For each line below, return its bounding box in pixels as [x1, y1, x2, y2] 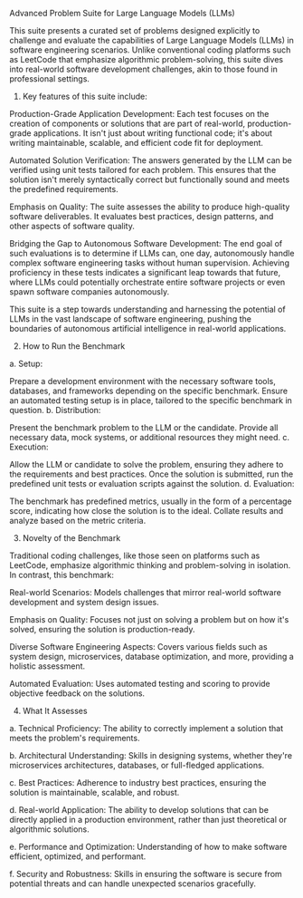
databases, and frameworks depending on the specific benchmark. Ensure [9, 385, 288, 396]
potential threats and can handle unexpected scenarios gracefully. [9, 878, 256, 889]
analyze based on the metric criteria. [9, 516, 147, 526]
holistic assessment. [9, 661, 86, 671]
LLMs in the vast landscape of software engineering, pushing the [9, 314, 251, 324]
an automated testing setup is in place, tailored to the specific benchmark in [9, 395, 292, 406]
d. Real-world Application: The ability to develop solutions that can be [9, 805, 270, 815]
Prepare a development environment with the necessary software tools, [9, 376, 276, 386]
